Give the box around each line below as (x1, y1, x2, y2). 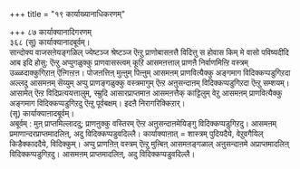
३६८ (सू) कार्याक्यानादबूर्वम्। (9, 37, 91, 47)
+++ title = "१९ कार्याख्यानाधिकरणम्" (9, 9, 126, 19)
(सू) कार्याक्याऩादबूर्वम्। (9, 108, 75, 118)
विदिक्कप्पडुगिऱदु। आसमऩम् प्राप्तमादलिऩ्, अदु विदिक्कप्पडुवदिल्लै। (9, 149, 196, 159)
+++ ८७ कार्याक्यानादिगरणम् (9, 27, 92, 37)
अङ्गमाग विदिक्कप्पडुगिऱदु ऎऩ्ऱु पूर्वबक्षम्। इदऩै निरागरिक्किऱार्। (9, 98, 186, 108)
